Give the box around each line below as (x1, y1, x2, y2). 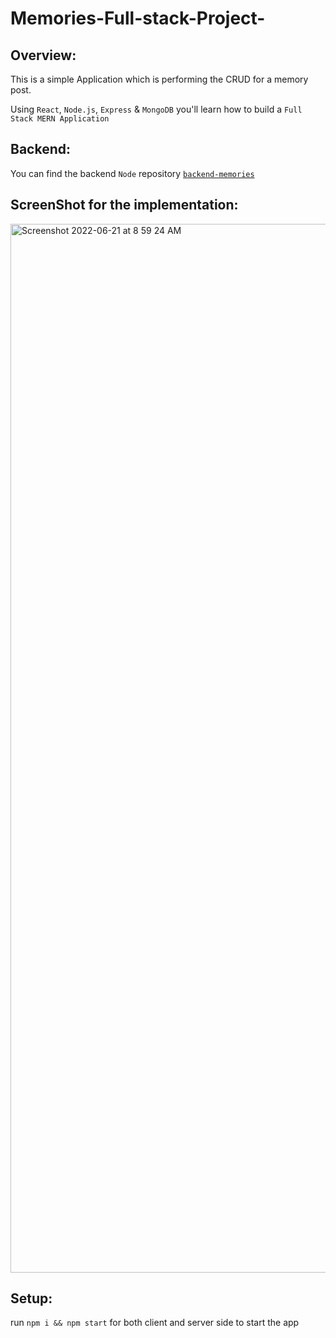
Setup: (10, 1290, 53, 1307)
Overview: (10, 47, 77, 64)
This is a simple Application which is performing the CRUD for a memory (10, 73, 309, 85)
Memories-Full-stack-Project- (10, 7, 266, 30)
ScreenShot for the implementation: (10, 197, 239, 214)
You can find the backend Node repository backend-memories (10, 167, 255, 179)
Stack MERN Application (10, 114, 110, 124)
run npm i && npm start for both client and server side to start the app (10, 1317, 300, 1329)
